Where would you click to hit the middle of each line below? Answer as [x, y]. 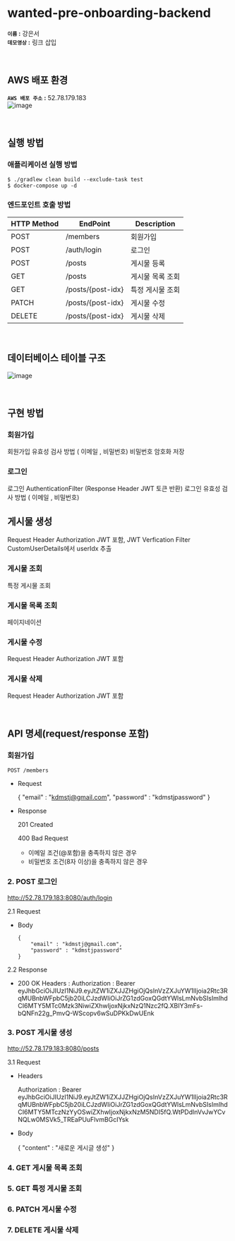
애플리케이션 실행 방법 [42, 165]
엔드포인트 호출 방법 [39, 205]
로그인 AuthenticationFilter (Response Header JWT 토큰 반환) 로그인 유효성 [114, 488]
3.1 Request [24, 1062]
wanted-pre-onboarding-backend [109, 13]
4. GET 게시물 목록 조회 [45, 1168]
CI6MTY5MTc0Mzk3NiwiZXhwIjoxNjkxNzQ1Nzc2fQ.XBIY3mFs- [110, 1005]
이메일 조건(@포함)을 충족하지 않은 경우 [83, 853]
